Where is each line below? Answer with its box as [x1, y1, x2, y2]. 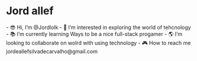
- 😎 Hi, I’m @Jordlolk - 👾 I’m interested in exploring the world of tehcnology [6, 24, 191, 31]
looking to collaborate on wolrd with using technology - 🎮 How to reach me [6, 39, 191, 46]
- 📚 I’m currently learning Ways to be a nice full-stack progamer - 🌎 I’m [6, 30, 182, 37]
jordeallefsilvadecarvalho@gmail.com [6, 47, 98, 54]
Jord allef [6, 4, 54, 18]
